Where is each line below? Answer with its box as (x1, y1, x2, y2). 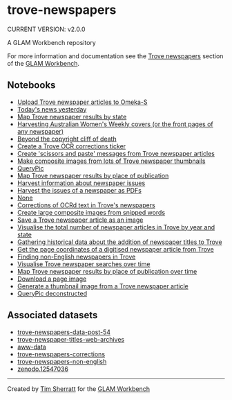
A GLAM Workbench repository (7, 38, 97, 46)
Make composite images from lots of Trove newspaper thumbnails (17, 157, 206, 165)
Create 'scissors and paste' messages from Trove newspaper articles (17, 149, 215, 157)
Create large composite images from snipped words (17, 208, 166, 216)
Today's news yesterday (17, 105, 87, 113)
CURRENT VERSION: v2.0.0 (7, 25, 86, 33)
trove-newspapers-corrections (17, 349, 106, 358)
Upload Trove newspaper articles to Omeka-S (17, 98, 148, 106)
